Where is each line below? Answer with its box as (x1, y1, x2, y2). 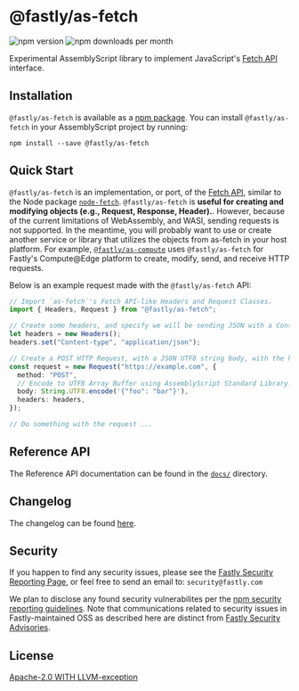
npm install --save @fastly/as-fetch (9, 138, 149, 148)
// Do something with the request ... (9, 420, 153, 429)
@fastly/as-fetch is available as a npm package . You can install (9, 111, 243, 122)
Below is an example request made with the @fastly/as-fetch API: (9, 279, 252, 291)
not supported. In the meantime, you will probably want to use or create (9, 225, 272, 235)
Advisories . (9, 622, 51, 633)
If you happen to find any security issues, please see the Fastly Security (9, 567, 274, 578)
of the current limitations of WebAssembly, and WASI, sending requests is (9, 215, 279, 226)
